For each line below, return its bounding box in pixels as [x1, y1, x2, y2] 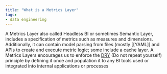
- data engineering [5, 17, 47, 22]
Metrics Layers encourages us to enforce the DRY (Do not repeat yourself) [5, 52, 162, 58]
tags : [5, 12, 17, 17]
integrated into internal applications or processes [5, 63, 109, 69]
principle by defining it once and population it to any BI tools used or [5, 58, 149, 64]
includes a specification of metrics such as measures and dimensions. [5, 36, 153, 42]
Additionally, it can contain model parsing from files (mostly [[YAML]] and [5, 42, 160, 48]
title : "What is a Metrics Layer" [5, 7, 79, 13]
